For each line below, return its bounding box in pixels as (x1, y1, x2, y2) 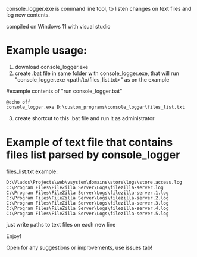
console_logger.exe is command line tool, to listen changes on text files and (6, 5, 192, 12)
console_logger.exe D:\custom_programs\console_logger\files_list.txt (6, 104, 185, 110)
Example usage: (6, 44, 87, 57)
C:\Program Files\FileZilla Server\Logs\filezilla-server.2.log (6, 195, 169, 201)
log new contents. (6, 11, 51, 18)
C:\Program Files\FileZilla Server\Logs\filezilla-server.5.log (6, 211, 169, 217)
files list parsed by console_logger (6, 148, 180, 162)
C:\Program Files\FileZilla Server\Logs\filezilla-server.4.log (6, 205, 169, 211)
